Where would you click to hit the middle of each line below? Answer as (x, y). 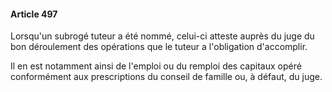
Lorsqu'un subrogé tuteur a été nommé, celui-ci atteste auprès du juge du (162, 36)
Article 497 (34, 14)
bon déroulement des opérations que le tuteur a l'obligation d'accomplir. (159, 47)
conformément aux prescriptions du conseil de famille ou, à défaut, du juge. (166, 77)
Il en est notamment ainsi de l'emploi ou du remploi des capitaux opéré (156, 66)
